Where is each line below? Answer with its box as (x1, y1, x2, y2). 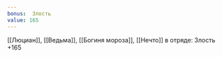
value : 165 (7, 17, 39, 24)
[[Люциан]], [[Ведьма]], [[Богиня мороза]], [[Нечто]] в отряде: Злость (7, 35, 216, 44)
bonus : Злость (7, 10, 52, 17)
